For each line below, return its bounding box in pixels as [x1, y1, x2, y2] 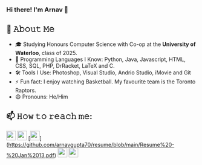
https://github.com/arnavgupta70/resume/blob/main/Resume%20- [8, 141, 175, 148]
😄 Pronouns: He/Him [15, 93, 68, 100]
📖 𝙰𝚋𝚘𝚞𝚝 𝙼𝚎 [6, 24, 55, 34]
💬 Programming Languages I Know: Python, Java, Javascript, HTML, [15, 56, 186, 63]
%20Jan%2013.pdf [6, 151, 54, 159]
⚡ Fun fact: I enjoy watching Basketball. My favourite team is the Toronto [15, 78, 196, 85]
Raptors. [15, 86, 36, 94]
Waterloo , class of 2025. [15, 49, 77, 56]
